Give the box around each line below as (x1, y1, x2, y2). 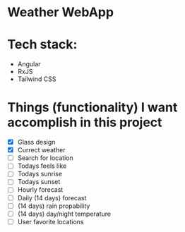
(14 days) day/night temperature (17, 209, 112, 218)
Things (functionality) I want (7, 99, 178, 116)
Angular (17, 60, 41, 68)
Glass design (17, 138, 56, 147)
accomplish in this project (7, 114, 162, 130)
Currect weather (17, 146, 66, 154)
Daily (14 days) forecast (17, 193, 87, 202)
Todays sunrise (17, 170, 62, 178)
